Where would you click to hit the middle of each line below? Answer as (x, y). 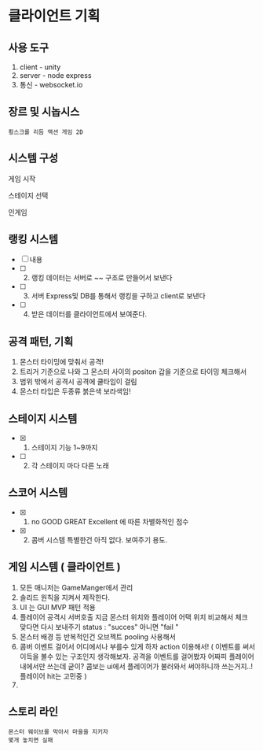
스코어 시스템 (38, 493)
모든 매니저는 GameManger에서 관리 (76, 587)
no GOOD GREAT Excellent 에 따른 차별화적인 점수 (110, 521)
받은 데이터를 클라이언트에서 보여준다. (89, 314)
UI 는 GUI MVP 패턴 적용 (57, 607)
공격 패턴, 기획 (41, 341)
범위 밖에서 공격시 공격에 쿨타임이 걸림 (78, 382)
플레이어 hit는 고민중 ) (53, 676)
